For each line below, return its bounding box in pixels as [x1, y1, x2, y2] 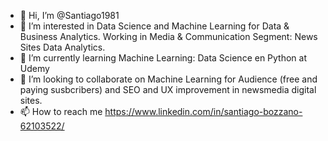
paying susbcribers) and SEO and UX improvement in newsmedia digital [19, 84, 317, 95]
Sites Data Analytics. [19, 41, 106, 53]
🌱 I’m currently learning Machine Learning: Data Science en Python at [19, 52, 308, 64]
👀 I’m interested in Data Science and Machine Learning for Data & [19, 20, 290, 32]
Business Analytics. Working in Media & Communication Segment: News [19, 31, 318, 42]
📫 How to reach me [19, 106, 103, 117]
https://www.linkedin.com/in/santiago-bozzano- [104, 106, 303, 117]
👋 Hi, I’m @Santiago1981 [19, 10, 120, 21]
